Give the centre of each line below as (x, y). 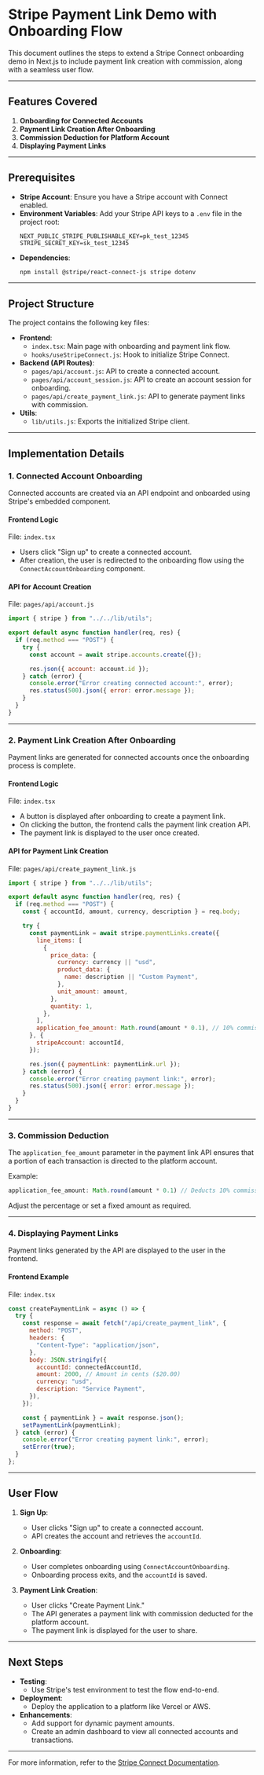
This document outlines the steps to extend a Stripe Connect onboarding (126, 53)
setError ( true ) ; (49, 1447)
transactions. (52, 1740)
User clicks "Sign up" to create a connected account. (117, 1527)
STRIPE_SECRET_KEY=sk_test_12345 (74, 243)
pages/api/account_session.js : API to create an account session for (141, 380)
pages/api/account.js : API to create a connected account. (125, 372)
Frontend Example (38, 1276)
